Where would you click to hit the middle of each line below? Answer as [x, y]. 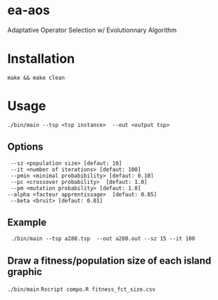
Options [26, 147]
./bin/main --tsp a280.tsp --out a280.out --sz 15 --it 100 [103, 239]
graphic [25, 272]
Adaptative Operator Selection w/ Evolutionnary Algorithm [92, 30]
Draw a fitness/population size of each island [109, 260]
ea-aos [29, 10]
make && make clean [36, 78]
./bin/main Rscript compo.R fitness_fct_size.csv [82, 290]
